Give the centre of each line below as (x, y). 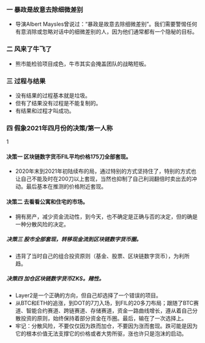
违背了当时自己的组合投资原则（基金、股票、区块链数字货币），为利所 (102, 256)
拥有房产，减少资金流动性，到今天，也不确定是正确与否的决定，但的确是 (106, 216)
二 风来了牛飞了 (29, 49)
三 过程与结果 (26, 81)
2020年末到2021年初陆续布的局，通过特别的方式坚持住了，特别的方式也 (106, 171)
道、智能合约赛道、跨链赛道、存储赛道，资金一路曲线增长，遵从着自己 (104, 311)
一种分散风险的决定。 (42, 224)
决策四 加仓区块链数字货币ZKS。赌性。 (55, 279)
